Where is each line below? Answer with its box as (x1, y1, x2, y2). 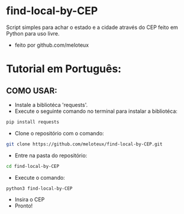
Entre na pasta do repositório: (14, 152, 88, 159)
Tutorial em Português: (6, 62, 122, 76)
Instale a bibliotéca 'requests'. (14, 101, 88, 108)
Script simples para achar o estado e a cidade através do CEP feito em (6, 24, 179, 31)
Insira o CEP (14, 196, 45, 203)
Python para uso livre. (6, 30, 60, 37)
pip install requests (6, 119, 60, 125)
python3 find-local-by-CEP (6, 185, 73, 192)
